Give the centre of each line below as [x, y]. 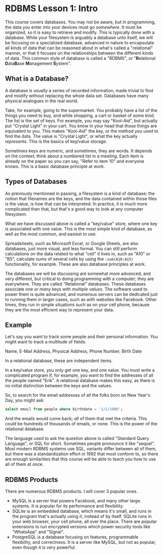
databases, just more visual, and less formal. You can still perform [71, 249]
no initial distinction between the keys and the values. [59, 386]
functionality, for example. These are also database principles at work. [75, 264]
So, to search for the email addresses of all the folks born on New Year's [78, 395]
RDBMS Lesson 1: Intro [52, 9]
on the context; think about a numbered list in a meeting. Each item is [74, 156]
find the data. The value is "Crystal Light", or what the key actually [71, 136]
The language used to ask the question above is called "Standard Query [77, 439]
